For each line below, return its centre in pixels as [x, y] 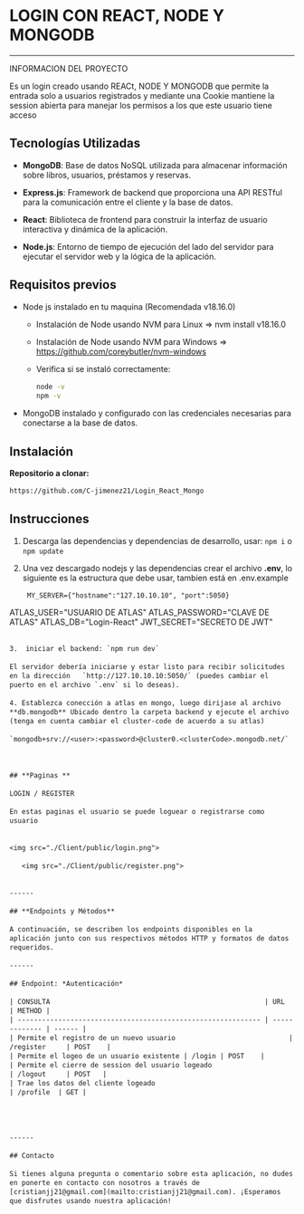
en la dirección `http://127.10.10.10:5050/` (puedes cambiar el [139, 675]
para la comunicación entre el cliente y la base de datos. [128, 202]
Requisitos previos [63, 285]
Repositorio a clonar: [49, 473]
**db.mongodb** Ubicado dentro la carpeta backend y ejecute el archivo [149, 712]
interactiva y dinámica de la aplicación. [95, 229]
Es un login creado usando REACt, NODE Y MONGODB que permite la [139, 86]
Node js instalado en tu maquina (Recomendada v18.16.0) [129, 306]
